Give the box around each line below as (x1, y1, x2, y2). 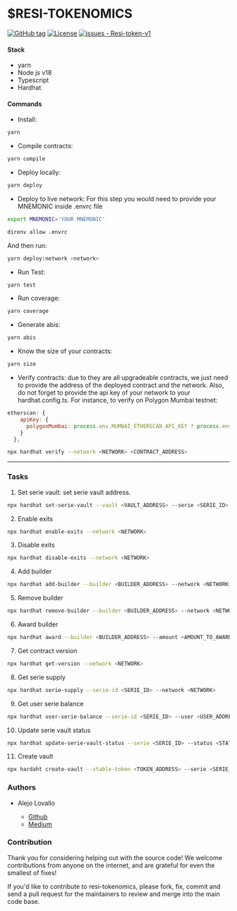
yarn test (7, 281, 37, 288)
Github (28, 812, 48, 821)
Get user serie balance (17, 699, 84, 708)
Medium (28, 820, 52, 828)
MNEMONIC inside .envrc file (17, 202, 103, 210)
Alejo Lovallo (17, 799, 55, 807)
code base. (7, 897, 40, 905)
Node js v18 (17, 69, 52, 77)
